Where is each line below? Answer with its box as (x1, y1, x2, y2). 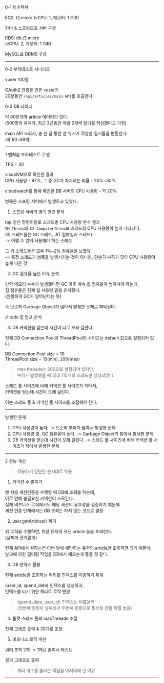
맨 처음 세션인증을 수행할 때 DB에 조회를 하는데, (5, 489, 96, 495)
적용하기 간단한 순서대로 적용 (17, 468, 72, 474)
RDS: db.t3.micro (5, 35, 40, 41)
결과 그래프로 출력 (5, 657, 39, 663)
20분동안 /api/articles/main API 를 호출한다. (5, 93, 94, 99)
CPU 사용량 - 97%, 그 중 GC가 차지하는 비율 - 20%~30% (5, 178, 116, 183)
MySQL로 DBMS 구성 (5, 51, 47, 57)
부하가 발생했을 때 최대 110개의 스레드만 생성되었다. (17, 372, 115, 378)
